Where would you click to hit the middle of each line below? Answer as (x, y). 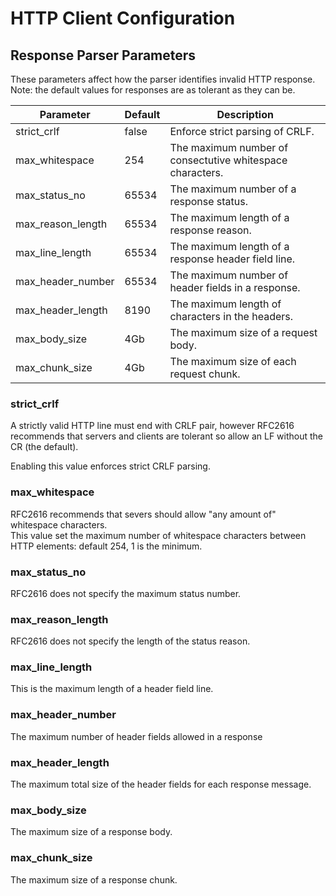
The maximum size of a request (243, 332)
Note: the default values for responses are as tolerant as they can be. (153, 90)
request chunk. (205, 374)
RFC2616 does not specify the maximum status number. (126, 593)
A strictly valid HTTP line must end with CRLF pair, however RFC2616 (152, 426)
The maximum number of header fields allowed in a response (136, 736)
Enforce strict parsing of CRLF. (242, 131)
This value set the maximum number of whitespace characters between (158, 535)
